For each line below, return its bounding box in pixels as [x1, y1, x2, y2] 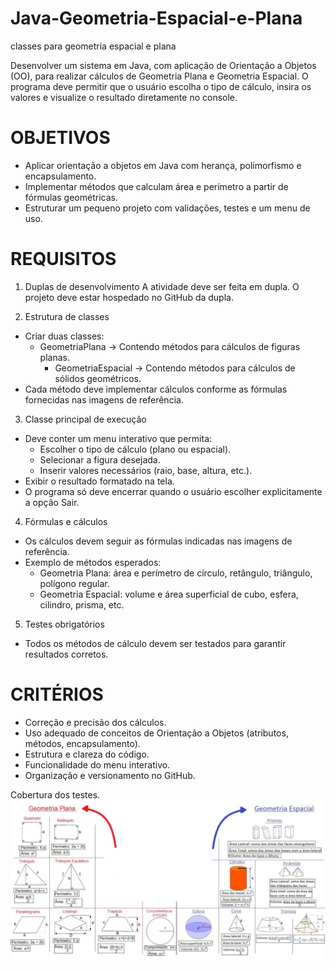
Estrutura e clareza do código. [24, 748, 150, 760]
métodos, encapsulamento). [24, 737, 141, 749]
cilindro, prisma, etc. [39, 598, 125, 611]
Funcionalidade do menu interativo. [24, 758, 171, 771]
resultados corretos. [24, 648, 109, 660]
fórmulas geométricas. [24, 191, 118, 203]
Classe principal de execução [24, 413, 147, 425]
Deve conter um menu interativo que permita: [24, 432, 213, 444]
